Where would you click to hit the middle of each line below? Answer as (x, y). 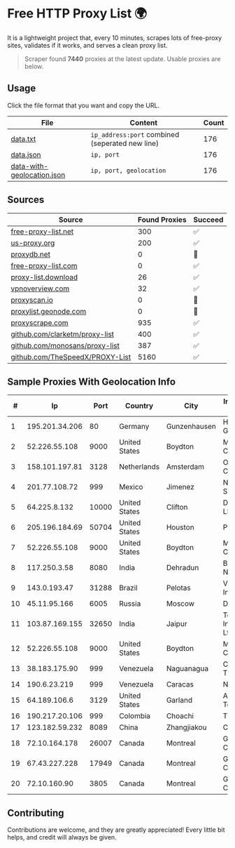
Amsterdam (185, 467)
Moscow (180, 604)
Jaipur (177, 624)
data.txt (23, 139)
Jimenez (180, 487)
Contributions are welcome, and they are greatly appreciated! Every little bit (116, 830)
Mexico (131, 487)
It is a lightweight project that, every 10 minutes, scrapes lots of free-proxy (115, 38)
